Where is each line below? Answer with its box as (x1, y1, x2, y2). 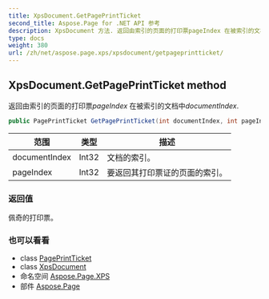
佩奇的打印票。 (8, 212, 58, 222)
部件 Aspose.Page (19, 281, 80, 291)
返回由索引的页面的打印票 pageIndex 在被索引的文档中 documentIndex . (8, 101, 239, 111)
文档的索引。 (106, 152, 156, 163)
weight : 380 (8, 42, 48, 50)
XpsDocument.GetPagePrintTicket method (8, 79, 227, 92)
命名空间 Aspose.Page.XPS (19, 272, 110, 281)
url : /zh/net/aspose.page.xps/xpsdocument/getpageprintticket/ (8, 49, 224, 57)
